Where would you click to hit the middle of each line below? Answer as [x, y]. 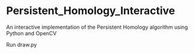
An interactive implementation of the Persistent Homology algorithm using [97, 27]
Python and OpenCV [31, 33]
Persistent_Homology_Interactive [91, 11]
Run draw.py [21, 45]
